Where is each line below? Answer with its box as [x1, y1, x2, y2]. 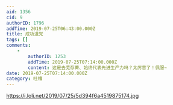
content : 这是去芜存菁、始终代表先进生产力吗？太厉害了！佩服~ [28, 64, 168, 71]
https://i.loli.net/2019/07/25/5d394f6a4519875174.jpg [6, 92, 139, 100]
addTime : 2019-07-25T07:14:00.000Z [28, 59, 118, 65]
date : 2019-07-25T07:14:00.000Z [6, 70, 87, 76]
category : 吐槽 [6, 76, 43, 82]
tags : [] [6, 37, 28, 43]
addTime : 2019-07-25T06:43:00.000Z [6, 25, 96, 32]
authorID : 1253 [28, 53, 66, 59]
